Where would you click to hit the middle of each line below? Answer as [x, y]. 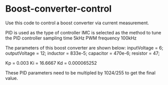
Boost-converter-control [59, 9]
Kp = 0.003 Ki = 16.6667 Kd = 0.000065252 [51, 63]
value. [12, 78]
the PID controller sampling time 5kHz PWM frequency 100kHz [71, 38]
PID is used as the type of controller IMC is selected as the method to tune [83, 32]
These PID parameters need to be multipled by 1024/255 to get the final [80, 73]
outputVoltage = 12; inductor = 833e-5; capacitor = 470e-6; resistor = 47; [82, 53]
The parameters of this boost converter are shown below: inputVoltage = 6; [84, 48]
